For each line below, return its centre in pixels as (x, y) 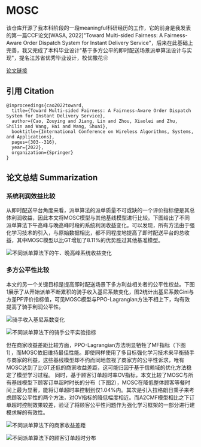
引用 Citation (30, 91)
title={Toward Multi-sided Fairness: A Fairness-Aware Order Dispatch (101, 111)
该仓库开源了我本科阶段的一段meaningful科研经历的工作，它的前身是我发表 (99, 28)
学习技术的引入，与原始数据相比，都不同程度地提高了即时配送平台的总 (98, 233)
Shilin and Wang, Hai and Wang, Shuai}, (57, 126)
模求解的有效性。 (27, 412)
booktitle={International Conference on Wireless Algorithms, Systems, (103, 132)
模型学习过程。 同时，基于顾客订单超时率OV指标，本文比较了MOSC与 (102, 374)
